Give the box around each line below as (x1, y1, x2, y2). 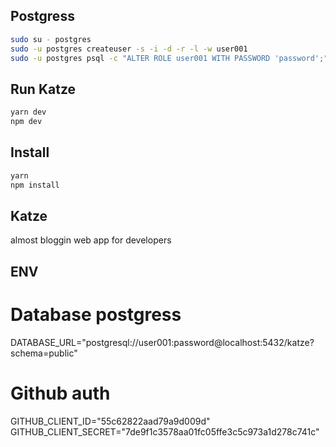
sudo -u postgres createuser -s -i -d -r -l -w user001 (10, 44, 248, 54)
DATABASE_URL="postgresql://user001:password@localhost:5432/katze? (10, 336, 315, 348)
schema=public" (10, 347, 78, 359)
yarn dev (10, 107, 47, 118)
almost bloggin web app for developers (10, 234, 172, 246)
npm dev (10, 117, 43, 127)
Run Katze (10, 80, 77, 98)
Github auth (10, 382, 111, 404)
